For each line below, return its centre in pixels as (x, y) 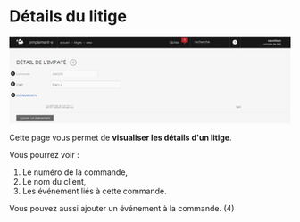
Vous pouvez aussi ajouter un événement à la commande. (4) (122, 208)
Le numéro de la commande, (75, 172)
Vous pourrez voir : (44, 154)
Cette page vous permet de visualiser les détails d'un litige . (121, 137)
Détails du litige (68, 16)
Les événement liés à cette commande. (94, 191)
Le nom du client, (54, 181)
